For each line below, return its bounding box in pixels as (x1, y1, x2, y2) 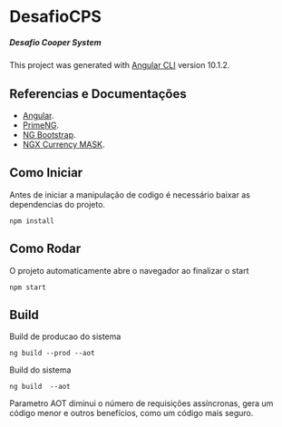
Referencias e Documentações (9, 86, 188, 102)
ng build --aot (9, 383, 71, 392)
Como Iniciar (9, 165, 83, 180)
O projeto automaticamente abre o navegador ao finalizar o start (9, 265, 249, 276)
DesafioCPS (9, 6, 102, 27)
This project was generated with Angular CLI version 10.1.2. (9, 60, 230, 71)
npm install (9, 216, 54, 226)
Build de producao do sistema (9, 331, 122, 342)
